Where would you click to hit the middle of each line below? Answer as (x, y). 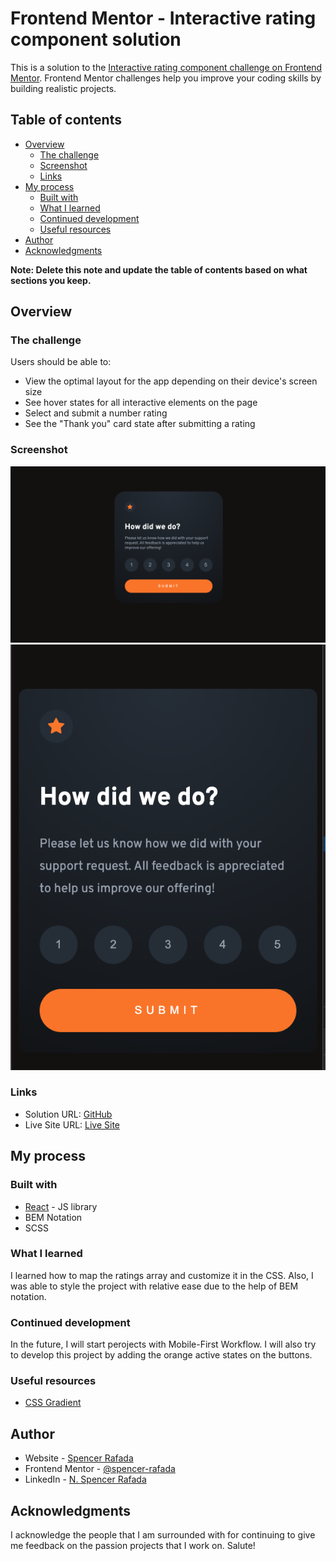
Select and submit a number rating (96, 413)
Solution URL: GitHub (68, 1114)
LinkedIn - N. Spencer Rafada (85, 1479)
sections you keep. (51, 280)
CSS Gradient (53, 1403)
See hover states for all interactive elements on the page (141, 403)
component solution (96, 39)
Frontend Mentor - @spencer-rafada (100, 1469)
